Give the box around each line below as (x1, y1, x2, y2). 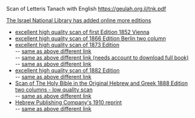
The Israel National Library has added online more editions (6, 17, 152, 23)
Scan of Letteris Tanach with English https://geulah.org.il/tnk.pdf (6, 5, 167, 12)
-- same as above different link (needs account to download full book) (14, 54, 189, 61)
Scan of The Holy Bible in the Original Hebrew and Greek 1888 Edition (14, 79, 188, 87)
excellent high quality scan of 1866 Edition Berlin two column (14, 35, 166, 42)
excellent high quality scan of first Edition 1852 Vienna (14, 28, 150, 36)
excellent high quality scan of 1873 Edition (14, 42, 120, 48)
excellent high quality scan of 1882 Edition (14, 67, 120, 74)
